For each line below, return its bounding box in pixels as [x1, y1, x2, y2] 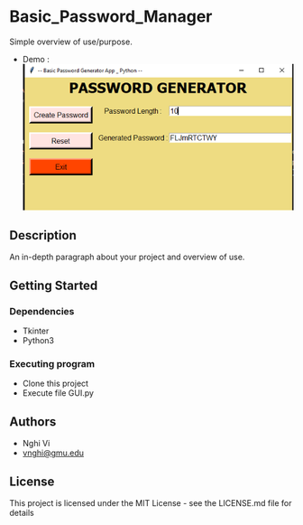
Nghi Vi [22, 438, 50, 449]
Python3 [22, 335, 54, 346]
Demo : [22, 53, 50, 64]
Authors [9, 414, 57, 429]
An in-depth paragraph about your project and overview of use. [9, 251, 245, 263]
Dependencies [9, 305, 75, 317]
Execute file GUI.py [22, 388, 95, 398]
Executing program [9, 358, 96, 370]
